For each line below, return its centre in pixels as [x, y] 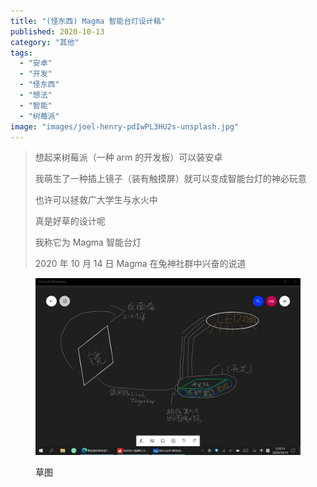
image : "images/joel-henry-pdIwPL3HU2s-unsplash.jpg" [125, 126]
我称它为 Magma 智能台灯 [88, 242]
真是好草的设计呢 [70, 221]
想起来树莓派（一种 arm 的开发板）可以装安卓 [128, 157]
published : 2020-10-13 [57, 31]
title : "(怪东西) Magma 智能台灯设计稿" [88, 21]
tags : [21, 53]
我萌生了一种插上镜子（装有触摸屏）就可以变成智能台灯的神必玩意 [170, 179]
